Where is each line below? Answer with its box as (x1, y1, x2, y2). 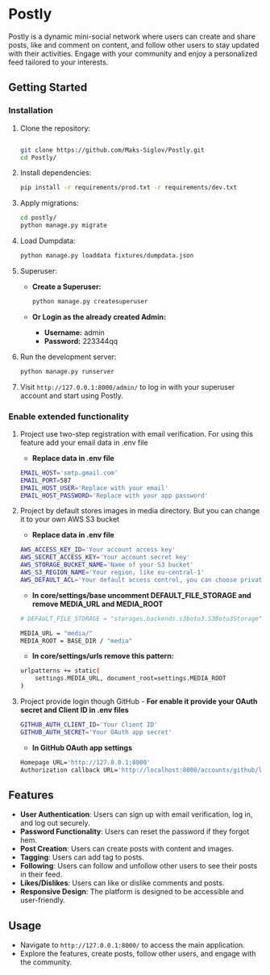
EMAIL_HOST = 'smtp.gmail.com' (19, 469, 118, 477)
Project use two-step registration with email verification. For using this (19, 429, 254, 438)
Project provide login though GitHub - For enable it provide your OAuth (19, 697, 258, 706)
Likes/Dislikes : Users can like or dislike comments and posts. (19, 878, 225, 888)
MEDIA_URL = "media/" (19, 629, 93, 638)
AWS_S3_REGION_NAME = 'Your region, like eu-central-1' (19, 568, 205, 577)
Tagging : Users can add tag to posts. (19, 852, 145, 862)
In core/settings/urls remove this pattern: (31, 651, 175, 661)
